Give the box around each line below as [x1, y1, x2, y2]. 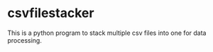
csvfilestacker [7, 5, 94, 21]
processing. [7, 36, 43, 44]
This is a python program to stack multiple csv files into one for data [7, 28, 207, 37]
